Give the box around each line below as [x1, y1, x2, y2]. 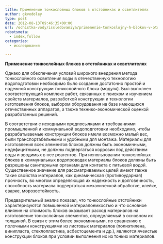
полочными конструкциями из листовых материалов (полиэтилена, [5, 223, 146, 228]
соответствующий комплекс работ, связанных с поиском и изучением [5, 91, 152, 97]
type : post [5, 16, 27, 21]
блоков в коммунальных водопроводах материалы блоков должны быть [5, 157, 156, 163]
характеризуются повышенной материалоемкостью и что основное [5, 202, 147, 208]
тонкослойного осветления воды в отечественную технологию [5, 75, 136, 81]
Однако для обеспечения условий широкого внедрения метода [5, 70, 137, 76]
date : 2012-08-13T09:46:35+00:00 [5, 20, 73, 26]
